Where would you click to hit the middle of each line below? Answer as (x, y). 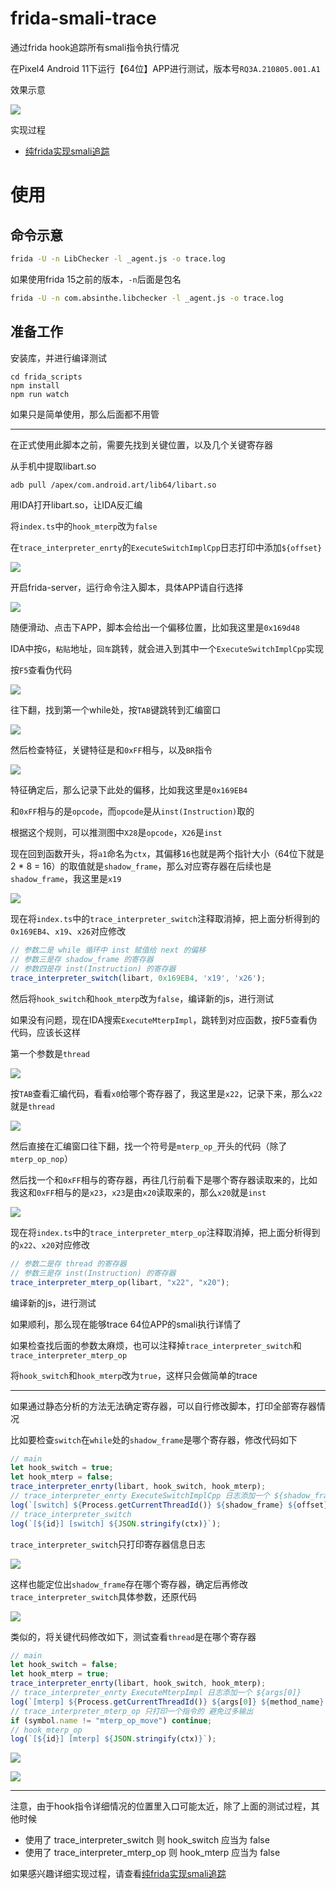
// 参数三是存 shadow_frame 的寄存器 (82, 960)
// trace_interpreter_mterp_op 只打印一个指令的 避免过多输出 (132, 1711)
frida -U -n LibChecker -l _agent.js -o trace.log (118, 258)
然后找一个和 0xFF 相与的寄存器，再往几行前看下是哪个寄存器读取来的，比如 (164, 1179)
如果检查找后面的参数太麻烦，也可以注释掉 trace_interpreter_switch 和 (156, 1345)
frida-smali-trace (83, 18)
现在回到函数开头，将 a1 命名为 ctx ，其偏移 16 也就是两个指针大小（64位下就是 (167, 854)
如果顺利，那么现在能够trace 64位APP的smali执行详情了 (126, 1324)
